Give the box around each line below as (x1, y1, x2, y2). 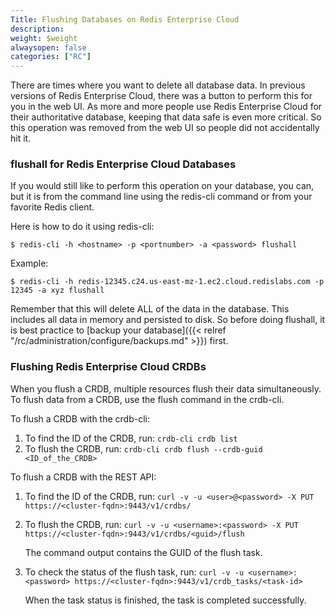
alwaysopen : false (10, 42, 87, 53)
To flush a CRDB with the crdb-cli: (10, 412, 151, 425)
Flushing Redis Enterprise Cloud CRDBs (10, 360, 207, 374)
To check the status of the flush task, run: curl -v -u (24, 566, 245, 578)
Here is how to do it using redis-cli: (10, 221, 155, 233)
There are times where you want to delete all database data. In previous (10, 79, 306, 91)
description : (10, 24, 65, 34)
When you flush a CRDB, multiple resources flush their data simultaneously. (10, 382, 322, 395)
